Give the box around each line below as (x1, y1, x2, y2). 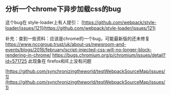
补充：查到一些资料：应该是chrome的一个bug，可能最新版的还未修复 (5, 35, 150, 42)
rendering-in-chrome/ (5, 52, 51, 58)
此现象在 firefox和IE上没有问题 (27, 58, 92, 64)
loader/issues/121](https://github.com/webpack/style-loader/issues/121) (5, 25, 156, 31)
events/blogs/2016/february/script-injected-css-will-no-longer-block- (5, 46, 152, 52)
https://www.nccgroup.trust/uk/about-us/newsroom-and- (5, 41, 126, 47)
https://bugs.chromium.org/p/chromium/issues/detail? (52, 52, 166, 58)
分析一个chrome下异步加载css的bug (5, 5, 121, 14)
